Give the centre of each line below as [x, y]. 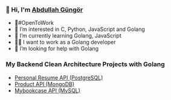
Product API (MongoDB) [44, 84]
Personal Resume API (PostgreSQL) [59, 78]
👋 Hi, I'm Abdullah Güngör [44, 10]
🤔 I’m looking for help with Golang [56, 48]
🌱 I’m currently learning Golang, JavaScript [68, 36]
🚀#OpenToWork [34, 23]
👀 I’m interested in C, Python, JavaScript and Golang [80, 29]
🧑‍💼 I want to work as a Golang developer [65, 42]
